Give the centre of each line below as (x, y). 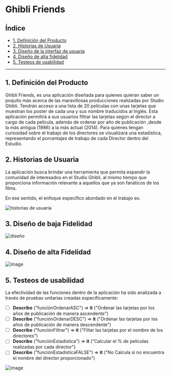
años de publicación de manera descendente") (62, 325)
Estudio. (14, 143)
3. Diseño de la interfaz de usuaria (49, 51)
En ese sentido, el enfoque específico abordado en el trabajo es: (73, 198)
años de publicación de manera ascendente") (60, 313)
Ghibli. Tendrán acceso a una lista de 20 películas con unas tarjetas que (81, 106)
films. (11, 188)
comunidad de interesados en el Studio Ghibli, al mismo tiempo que (76, 177)
